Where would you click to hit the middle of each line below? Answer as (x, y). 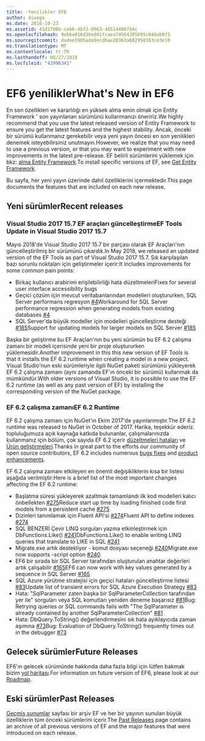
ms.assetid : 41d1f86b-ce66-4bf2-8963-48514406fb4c (72, 29)
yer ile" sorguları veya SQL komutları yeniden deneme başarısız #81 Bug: (106, 600)
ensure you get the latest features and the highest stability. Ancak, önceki (99, 130)
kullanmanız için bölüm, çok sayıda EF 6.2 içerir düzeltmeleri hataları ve (96, 440)
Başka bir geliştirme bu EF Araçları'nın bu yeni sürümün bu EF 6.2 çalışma (99, 340)
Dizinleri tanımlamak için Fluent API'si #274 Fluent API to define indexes (104, 516)
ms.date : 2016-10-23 (33, 23)
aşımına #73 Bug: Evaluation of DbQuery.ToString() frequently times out (104, 626)
